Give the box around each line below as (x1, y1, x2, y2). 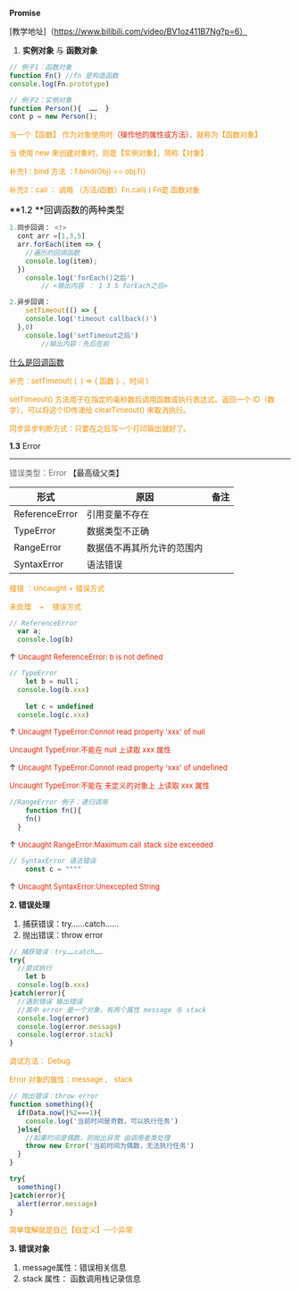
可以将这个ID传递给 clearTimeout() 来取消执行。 (27, 404, 191, 415)
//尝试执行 (17, 964, 53, 973)
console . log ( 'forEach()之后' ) (25, 273, 136, 283)
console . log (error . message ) (17, 1022, 122, 1031)
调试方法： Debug (9, 1056, 71, 1067)
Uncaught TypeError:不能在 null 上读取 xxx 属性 (9, 745, 171, 755)
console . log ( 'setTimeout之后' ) (25, 331, 139, 340)
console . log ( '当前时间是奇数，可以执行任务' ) (25, 1117, 179, 1126)
